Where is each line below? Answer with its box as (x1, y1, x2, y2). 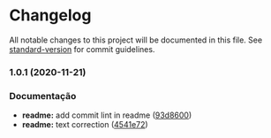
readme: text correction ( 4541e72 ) (21, 119, 148, 130)
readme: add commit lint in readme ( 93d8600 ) (21, 110, 192, 120)
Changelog (9, 5, 92, 26)
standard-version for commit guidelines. (9, 43, 155, 54)
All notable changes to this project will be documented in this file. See (9, 34, 263, 45)
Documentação (9, 89, 77, 102)
